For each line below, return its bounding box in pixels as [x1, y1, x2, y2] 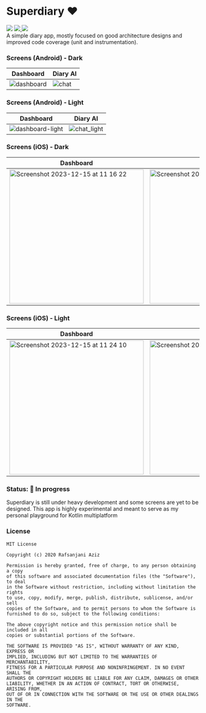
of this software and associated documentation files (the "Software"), [6, 573, 196, 579]
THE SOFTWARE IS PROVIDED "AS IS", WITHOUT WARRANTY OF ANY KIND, [6, 642, 180, 649]
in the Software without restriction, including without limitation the [6, 584, 196, 590]
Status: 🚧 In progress [6, 485, 71, 494]
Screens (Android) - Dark [6, 53, 83, 62]
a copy [6, 568, 23, 574]
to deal [6, 578, 26, 585]
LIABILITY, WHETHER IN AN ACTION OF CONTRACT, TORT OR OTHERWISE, [6, 681, 180, 687]
